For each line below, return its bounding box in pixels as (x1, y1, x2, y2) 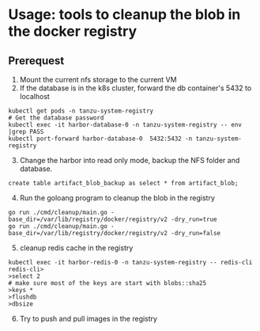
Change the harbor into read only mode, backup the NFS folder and (19, 156, 240, 165)
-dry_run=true (171, 215, 217, 223)
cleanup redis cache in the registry (19, 243, 134, 253)
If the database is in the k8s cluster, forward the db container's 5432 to (19, 83, 252, 93)
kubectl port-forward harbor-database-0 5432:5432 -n (8, 135, 193, 143)
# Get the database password (8, 114, 104, 122)
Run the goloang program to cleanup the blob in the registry (19, 193, 216, 203)
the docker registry (8, 22, 137, 40)
